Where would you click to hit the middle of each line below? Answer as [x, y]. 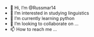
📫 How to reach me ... [33, 29]
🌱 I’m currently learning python [42, 18]
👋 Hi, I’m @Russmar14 [33, 8]
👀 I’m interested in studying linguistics [50, 13]
